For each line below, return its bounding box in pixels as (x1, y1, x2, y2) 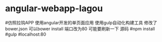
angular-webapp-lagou (5, 3, 103, 14)
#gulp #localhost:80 (5, 31, 46, 37)
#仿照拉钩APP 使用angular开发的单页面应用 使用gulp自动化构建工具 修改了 (5, 20, 158, 25)
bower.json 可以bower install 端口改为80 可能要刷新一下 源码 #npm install (5, 25, 155, 32)
